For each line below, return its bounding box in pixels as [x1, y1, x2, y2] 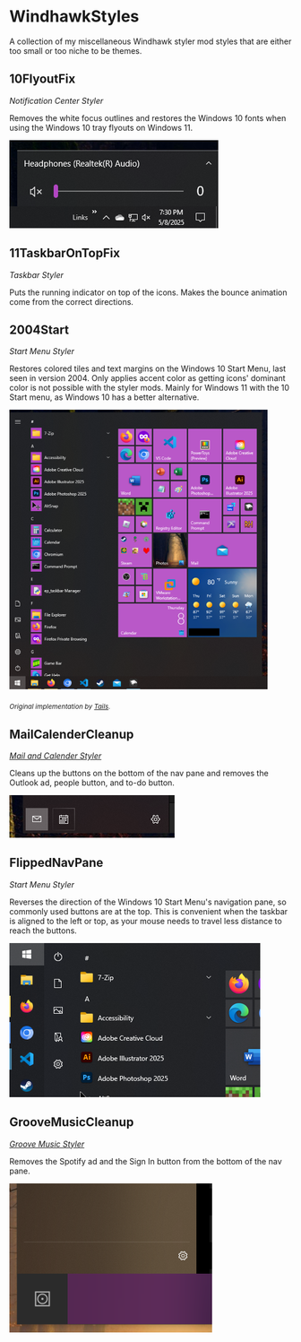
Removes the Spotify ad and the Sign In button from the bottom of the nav [9, 1156, 282, 1166]
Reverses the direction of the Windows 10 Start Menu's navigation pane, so [9, 896, 287, 907]
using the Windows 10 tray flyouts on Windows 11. [9, 122, 193, 133]
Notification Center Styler [9, 95, 104, 106]
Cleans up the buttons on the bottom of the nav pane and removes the [9, 767, 269, 778]
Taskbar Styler [9, 269, 64, 280]
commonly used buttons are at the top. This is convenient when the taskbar [9, 905, 288, 916]
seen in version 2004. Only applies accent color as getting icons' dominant [9, 373, 286, 384]
